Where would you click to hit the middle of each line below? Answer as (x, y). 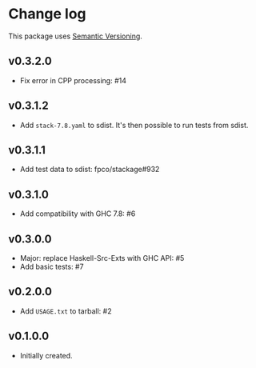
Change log (47, 14)
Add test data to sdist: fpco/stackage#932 (90, 170)
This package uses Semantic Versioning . (75, 36)
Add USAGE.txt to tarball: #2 (66, 311)
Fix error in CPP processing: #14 (73, 80)
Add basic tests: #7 (52, 266)
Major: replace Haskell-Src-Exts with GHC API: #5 (102, 258)
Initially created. (46, 355)
